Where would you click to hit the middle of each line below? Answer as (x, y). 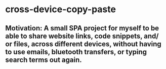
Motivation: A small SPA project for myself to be (82, 28)
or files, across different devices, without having (84, 44)
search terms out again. (44, 60)
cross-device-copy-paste (61, 9)
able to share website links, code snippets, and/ (82, 36)
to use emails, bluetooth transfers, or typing (76, 52)
